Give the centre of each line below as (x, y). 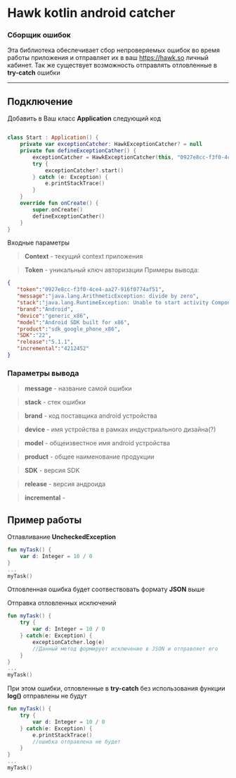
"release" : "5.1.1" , (45, 342)
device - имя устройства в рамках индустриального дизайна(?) (120, 430)
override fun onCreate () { (59, 203)
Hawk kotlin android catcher (91, 13)
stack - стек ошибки (55, 402)
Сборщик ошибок (39, 35)
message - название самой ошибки (78, 388)
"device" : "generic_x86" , (53, 316)
